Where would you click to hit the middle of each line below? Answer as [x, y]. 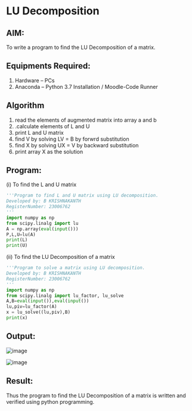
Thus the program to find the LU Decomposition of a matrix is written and [96, 395]
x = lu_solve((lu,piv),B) [38, 312]
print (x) [17, 318]
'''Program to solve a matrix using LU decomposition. [76, 268]
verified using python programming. [50, 401]
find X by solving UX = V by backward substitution [77, 145]
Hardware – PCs [35, 80]
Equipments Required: [48, 66]
